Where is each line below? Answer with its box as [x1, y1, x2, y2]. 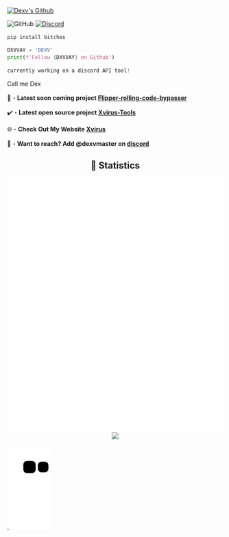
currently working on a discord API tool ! [7, 67, 130, 74]
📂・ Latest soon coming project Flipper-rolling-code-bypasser [7, 93, 187, 102]
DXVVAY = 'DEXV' [7, 47, 53, 53]
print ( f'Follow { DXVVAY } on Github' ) [7, 53, 115, 61]
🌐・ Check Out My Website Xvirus [7, 125, 106, 133]
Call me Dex [7, 79, 41, 88]
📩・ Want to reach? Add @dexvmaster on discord [7, 139, 149, 147]
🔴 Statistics [90, 160, 141, 171]
